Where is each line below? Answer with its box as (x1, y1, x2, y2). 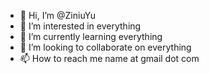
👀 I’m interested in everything (19, 20, 142, 32)
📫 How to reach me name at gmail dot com (19, 53, 200, 64)
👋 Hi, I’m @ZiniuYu (19, 10, 97, 21)
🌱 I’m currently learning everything (19, 31, 163, 42)
